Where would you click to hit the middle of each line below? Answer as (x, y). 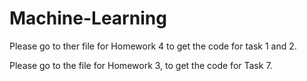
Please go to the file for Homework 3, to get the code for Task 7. (141, 65)
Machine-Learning (88, 18)
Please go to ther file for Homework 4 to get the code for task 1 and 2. (153, 46)
